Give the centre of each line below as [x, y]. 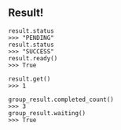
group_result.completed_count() [61, 99]
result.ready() [33, 58]
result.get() [29, 79]
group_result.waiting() [47, 113]
